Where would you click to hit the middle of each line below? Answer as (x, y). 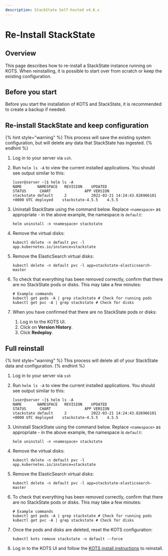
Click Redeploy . (37, 333)
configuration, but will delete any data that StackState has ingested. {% (79, 143)
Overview (21, 53)
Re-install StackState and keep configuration (77, 125)
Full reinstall (25, 348)
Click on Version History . (46, 327)
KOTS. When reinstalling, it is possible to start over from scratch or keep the (83, 71)
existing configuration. (28, 76)
